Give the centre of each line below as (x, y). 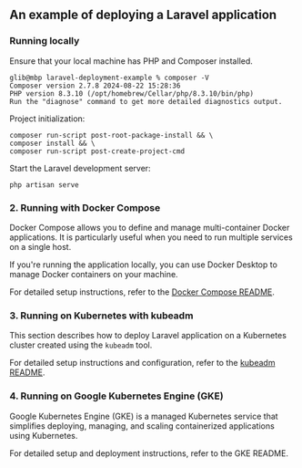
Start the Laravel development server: (81, 168)
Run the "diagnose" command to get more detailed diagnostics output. (146, 101)
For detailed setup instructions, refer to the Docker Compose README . (142, 292)
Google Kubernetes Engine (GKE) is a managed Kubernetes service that (144, 416)
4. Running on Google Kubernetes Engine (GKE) (117, 396)
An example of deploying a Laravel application (143, 15)
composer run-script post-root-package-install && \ (111, 135)
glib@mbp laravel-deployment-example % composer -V (109, 78)
